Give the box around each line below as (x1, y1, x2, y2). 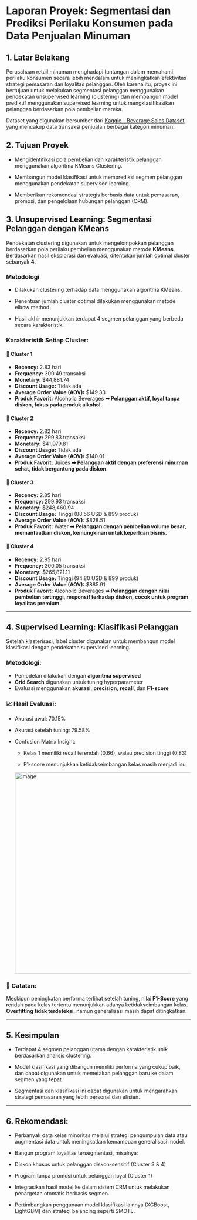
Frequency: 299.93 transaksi (14, 498, 86, 505)
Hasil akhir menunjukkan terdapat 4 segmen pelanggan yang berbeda (14, 315, 184, 322)
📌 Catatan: (6, 981, 37, 989)
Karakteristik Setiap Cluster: (6, 336, 89, 344)
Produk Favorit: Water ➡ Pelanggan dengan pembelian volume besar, (14, 523, 186, 530)
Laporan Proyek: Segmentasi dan (6, 4, 171, 18)
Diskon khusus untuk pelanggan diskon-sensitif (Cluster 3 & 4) (14, 1161, 166, 1168)
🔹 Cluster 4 (6, 543, 34, 550)
